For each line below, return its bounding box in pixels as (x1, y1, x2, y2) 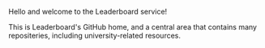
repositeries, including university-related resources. (8, 31, 181, 40)
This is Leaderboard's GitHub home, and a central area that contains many (8, 22, 258, 31)
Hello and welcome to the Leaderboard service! (8, 7, 168, 16)
